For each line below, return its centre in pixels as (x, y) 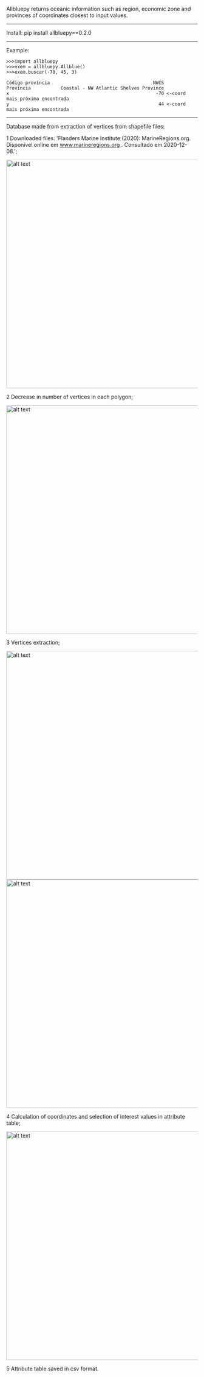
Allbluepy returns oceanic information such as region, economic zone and (99, 9)
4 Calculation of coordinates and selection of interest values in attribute (96, 1117)
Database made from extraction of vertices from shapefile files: (86, 126)
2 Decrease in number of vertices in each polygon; (70, 397)
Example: (18, 50)
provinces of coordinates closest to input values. (67, 15)
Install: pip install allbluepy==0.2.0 (49, 33)
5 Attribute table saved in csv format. (53, 1368)
